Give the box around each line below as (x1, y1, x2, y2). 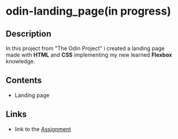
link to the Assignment (14, 125, 72, 132)
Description (6, 29, 51, 39)
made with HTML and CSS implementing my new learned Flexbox (6, 51, 172, 59)
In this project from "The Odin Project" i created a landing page (6, 45, 165, 52)
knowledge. (6, 58, 35, 65)
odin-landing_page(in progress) (6, 4, 172, 18)
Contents (6, 75, 42, 86)
